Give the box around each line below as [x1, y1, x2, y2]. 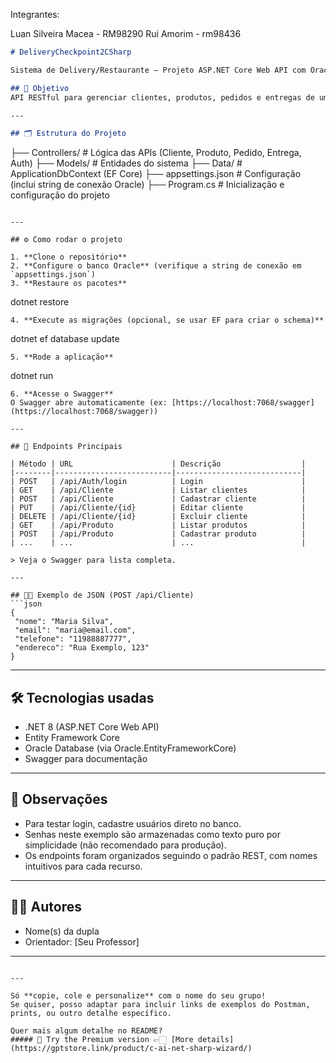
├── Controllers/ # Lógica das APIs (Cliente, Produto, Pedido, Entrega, [10, 147, 302, 159]
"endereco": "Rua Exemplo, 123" [14, 643, 150, 653]
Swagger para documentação [24, 753, 148, 765]
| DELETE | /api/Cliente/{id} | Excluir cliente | [10, 512, 307, 522]
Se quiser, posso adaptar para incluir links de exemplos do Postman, [10, 999, 311, 1009]
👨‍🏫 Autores [10, 899, 82, 916]
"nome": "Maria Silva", [14, 617, 114, 627]
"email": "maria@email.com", [14, 625, 137, 636]
